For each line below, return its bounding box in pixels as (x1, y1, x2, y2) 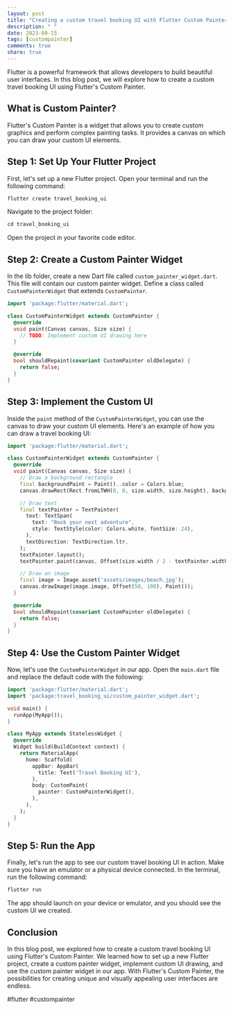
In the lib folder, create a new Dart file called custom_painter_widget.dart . (7, 272, 218, 281)
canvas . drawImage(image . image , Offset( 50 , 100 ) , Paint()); (19, 583, 194, 590)
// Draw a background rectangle (19, 474, 113, 481)
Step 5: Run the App (7, 839, 96, 851)
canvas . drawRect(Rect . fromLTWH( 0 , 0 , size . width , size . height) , (19, 487, 209, 494)
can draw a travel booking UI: (7, 429, 92, 437)
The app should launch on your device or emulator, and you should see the (7, 899, 222, 907)
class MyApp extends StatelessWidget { (7, 731, 123, 738)
